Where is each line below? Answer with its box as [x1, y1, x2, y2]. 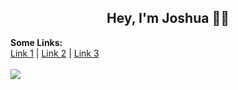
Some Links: [10, 36, 63, 48]
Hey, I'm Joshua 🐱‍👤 [106, 10, 230, 27]
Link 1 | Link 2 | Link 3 [10, 47, 100, 59]
